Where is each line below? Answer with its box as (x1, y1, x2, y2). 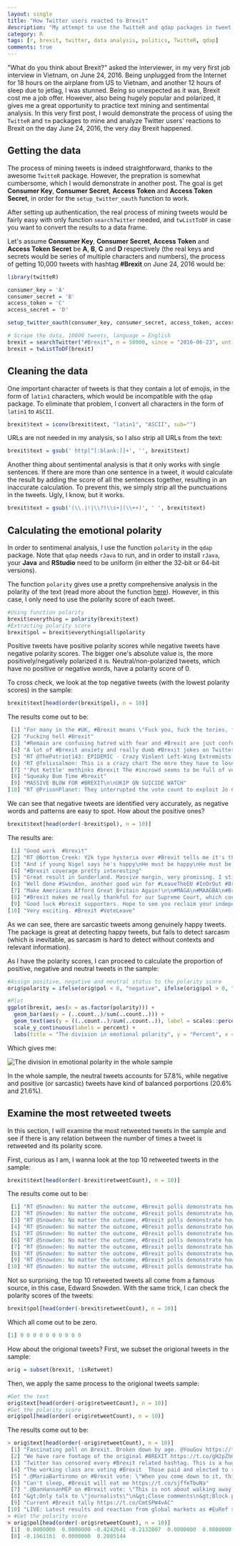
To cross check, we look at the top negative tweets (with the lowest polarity (7, 678, 230, 687)
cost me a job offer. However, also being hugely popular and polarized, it (7, 94, 221, 102)
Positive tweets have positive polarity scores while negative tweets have (7, 642, 220, 650)
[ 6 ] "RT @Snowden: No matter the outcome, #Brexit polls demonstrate (10, 1237, 222, 1244)
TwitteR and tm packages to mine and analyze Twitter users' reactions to (7, 116, 221, 125)
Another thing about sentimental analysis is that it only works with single (7, 460, 220, 469)
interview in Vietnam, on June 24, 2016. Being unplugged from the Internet (7, 71, 227, 79)
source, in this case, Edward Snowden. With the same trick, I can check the (7, 1284, 229, 1292)
